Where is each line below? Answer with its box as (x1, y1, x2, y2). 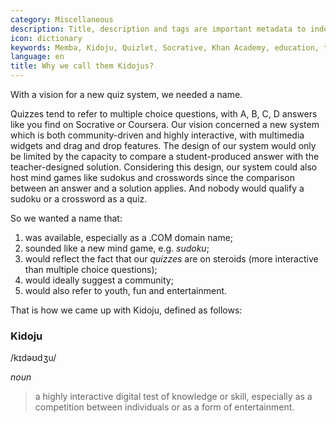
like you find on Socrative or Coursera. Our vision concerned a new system (10, 119, 320, 130)
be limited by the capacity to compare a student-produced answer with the (10, 151, 320, 162)
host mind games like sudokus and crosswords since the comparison (10, 172, 295, 183)
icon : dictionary (10, 33, 83, 43)
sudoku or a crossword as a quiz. (10, 193, 148, 205)
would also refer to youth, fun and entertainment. (24, 285, 228, 296)
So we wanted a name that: (10, 212, 123, 224)
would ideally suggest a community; (24, 274, 174, 286)
